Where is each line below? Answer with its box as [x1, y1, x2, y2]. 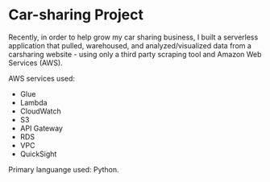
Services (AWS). [8, 58, 63, 68]
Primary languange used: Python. [8, 164, 119, 174]
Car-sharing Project [8, 6, 143, 24]
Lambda [19, 97, 48, 107]
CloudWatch [19, 106, 62, 116]
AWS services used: [8, 73, 75, 83]
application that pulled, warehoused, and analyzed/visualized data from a [8, 40, 252, 50]
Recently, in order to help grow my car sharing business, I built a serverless [8, 32, 259, 42]
